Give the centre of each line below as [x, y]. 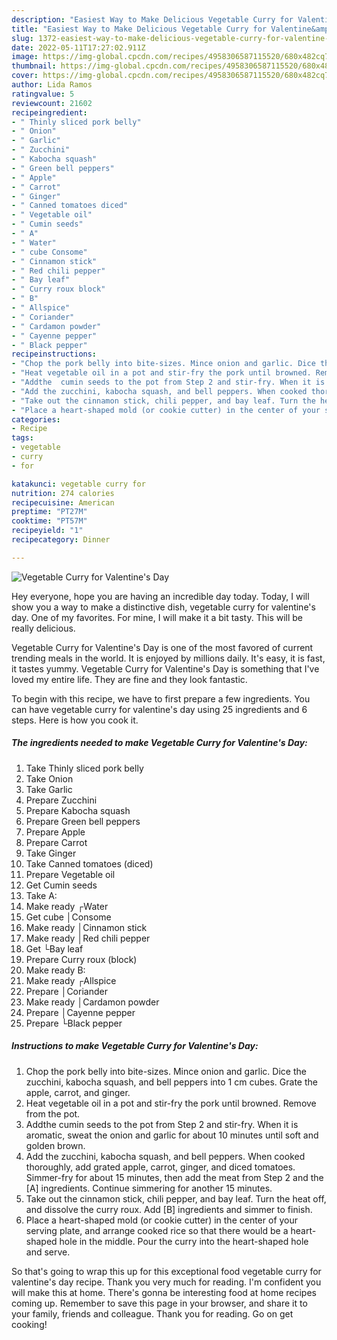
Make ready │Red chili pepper [88, 938]
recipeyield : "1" [47, 531]
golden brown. [55, 1145]
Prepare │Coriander [66, 991]
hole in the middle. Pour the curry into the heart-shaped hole [184, 1241]
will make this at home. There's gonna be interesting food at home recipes [164, 1292]
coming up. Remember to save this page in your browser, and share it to [159, 1303]
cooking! [29, 1324]
